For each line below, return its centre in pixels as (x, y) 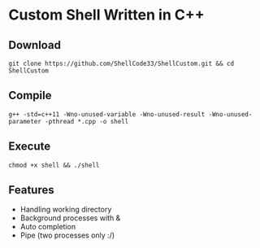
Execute (30, 147)
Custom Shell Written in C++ (106, 15)
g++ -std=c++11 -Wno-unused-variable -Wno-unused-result (107, 114)
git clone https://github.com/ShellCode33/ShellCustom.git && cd (121, 63)
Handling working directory (66, 210)
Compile (30, 96)
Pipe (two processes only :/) (67, 235)
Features (31, 190)
